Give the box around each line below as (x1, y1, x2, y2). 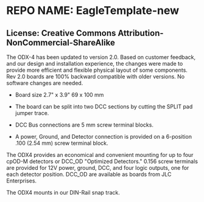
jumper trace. (15, 110, 49, 116)
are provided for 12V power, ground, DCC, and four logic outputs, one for (6, 164, 189, 171)
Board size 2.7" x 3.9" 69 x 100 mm (15, 91, 104, 98)
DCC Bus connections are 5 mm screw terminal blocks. (15, 121, 154, 128)
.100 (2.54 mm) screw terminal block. (15, 139, 108, 147)
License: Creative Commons (6, 28, 116, 38)
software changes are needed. (6, 80, 83, 86)
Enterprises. (6, 177, 37, 184)
